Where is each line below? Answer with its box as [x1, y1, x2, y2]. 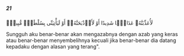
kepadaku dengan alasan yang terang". [6, 43, 100, 50]
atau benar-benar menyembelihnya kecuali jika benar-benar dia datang [6, 37, 176, 44]
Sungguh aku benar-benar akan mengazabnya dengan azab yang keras [6, 30, 178, 37]
